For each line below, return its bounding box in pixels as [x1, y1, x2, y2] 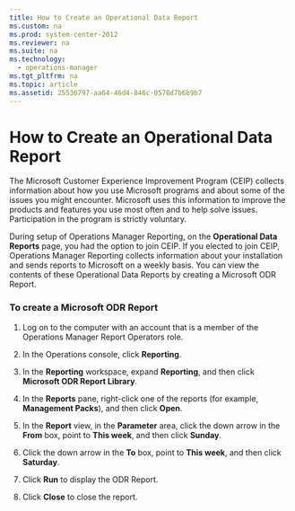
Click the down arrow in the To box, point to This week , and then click [22, 446, 282, 458]
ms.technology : [9, 55, 66, 64]
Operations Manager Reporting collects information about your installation [9, 251, 283, 261]
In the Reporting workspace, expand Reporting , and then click [22, 366, 256, 377]
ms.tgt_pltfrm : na [9, 72, 78, 81]
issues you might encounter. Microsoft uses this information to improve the [9, 195, 286, 206]
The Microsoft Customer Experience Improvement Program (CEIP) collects [9, 176, 285, 187]
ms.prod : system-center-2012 [9, 30, 118, 39]
